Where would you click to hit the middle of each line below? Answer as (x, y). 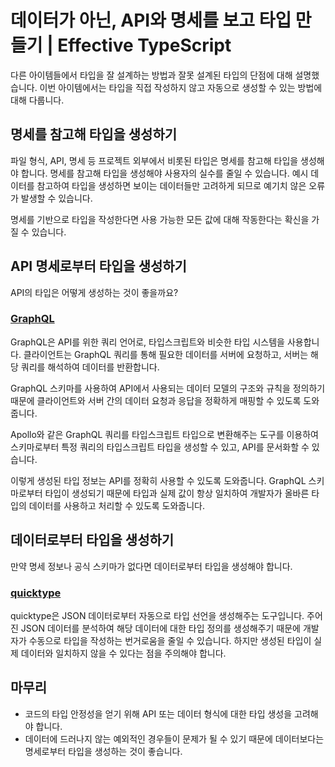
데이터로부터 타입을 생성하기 (92, 540)
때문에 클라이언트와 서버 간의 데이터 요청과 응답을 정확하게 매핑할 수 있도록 (156, 400)
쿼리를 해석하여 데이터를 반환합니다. (90, 367)
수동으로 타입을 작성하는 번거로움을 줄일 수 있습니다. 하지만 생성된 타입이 (170, 640)
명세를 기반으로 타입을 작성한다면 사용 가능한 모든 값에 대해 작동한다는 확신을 (160, 219)
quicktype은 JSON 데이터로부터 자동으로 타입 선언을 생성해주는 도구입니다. (157, 615)
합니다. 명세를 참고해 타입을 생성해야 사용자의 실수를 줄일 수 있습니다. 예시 (164, 173)
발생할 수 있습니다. (56, 198)
